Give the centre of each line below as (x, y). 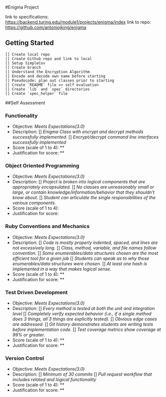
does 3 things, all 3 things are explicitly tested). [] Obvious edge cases (85, 319)
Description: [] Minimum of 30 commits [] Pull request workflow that (82, 374)
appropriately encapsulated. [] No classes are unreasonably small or (83, 187)
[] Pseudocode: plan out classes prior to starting (60, 80)
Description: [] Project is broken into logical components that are (79, 182)
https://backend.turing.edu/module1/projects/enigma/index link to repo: (78, 22)
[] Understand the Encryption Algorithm (48, 72)
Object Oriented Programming (42, 166)
